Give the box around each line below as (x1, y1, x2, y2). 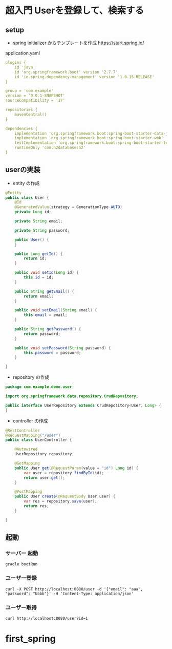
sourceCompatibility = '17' (5, 98, 66, 103)
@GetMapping (14, 461, 40, 466)
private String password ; (14, 228, 70, 233)
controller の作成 (12, 417, 48, 424)
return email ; (24, 293, 54, 299)
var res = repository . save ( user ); (24, 499, 97, 504)
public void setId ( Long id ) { (14, 270, 79, 275)
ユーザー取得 (5, 604, 37, 611)
